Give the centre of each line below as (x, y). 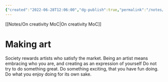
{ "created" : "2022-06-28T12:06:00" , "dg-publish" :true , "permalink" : (76, 10)
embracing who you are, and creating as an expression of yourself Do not (81, 63)
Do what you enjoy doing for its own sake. (48, 74)
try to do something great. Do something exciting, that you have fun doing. (82, 68)
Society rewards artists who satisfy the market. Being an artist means (77, 58)
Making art (28, 44)
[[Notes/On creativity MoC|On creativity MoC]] (53, 24)
